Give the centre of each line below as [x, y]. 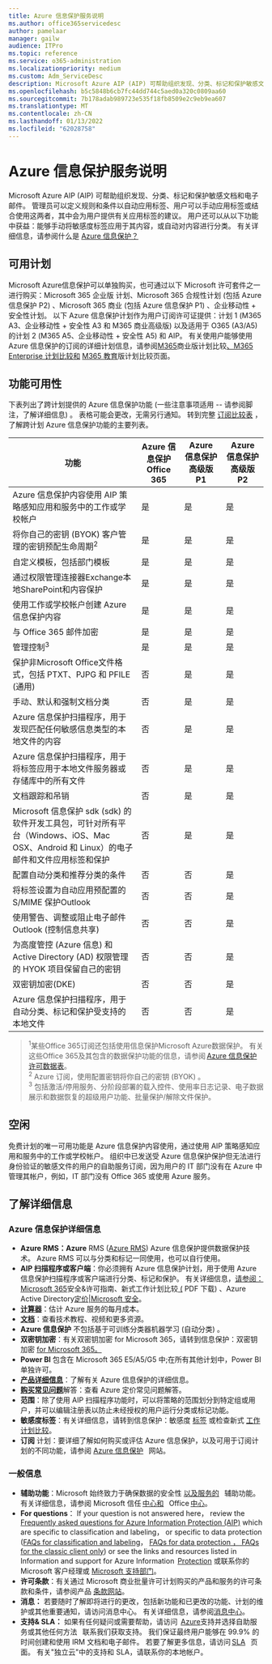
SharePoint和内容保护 [62, 589]
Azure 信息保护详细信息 [55, 1229]
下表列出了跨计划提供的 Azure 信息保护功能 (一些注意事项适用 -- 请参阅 [127, 405]
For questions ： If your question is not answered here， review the [132, 1513]
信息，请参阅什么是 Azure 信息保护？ [77, 236]
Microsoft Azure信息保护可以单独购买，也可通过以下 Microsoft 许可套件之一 [134, 285]
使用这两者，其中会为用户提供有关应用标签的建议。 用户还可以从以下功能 [137, 215]
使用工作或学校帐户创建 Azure [70, 604]
